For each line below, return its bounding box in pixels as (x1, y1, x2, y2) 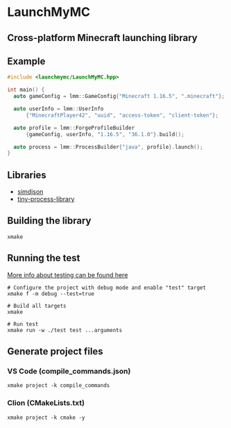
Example (7, 55, 46, 67)
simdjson (17, 188, 44, 196)
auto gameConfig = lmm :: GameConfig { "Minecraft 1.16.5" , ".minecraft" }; (13, 93, 225, 100)
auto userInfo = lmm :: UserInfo (13, 106, 104, 113)
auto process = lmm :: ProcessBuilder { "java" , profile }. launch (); (13, 143, 203, 150)
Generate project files (7, 345, 103, 358)
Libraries (7, 169, 46, 181)
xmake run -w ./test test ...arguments (7, 327, 123, 334)
